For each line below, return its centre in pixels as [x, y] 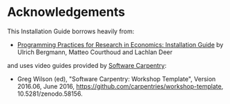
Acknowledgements [66, 12]
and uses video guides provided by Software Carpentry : [87, 65]
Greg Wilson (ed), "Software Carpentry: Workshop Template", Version [116, 79]
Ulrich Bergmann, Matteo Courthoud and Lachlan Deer [95, 52]
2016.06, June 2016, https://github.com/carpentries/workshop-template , [120, 86]
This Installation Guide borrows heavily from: [71, 31]
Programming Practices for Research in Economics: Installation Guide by [120, 44]
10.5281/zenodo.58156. [50, 94]
